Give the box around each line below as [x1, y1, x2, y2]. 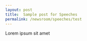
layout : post [5, 7, 33, 12]
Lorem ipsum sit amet [5, 30, 50, 36]
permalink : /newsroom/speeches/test [5, 16, 82, 21]
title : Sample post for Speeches [5, 12, 78, 17]
